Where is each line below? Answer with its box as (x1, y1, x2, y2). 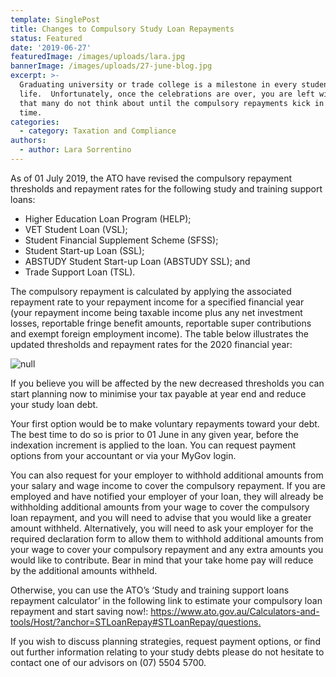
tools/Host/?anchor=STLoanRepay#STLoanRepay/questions (10, 616, 259, 628)
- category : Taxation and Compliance (19, 126, 177, 136)
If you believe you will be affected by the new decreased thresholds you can (10, 377, 325, 389)
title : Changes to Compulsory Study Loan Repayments (10, 24, 235, 34)
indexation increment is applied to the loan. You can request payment (10, 439, 297, 451)
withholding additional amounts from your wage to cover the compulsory (10, 501, 310, 513)
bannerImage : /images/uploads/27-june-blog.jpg (10, 61, 213, 71)
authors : (10, 136, 47, 146)
